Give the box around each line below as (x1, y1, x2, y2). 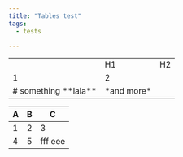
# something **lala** (12, 85, 98, 97)
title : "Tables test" (8, 11, 82, 20)
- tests (15, 27, 42, 35)
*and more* (104, 85, 152, 97)
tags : (8, 20, 27, 28)
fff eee (40, 136, 66, 147)
